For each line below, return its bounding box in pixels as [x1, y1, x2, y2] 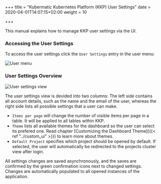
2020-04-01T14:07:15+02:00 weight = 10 [5, 9, 87, 15]
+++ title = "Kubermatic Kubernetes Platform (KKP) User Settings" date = [5, 4, 151, 10]
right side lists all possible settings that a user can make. [5, 103, 117, 109]
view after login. [12, 149, 44, 154]
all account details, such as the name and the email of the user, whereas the [5, 98, 157, 104]
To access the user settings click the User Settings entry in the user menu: [5, 51, 155, 57]
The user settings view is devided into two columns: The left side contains [5, 93, 153, 99]
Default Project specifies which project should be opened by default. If [12, 138, 156, 144]
